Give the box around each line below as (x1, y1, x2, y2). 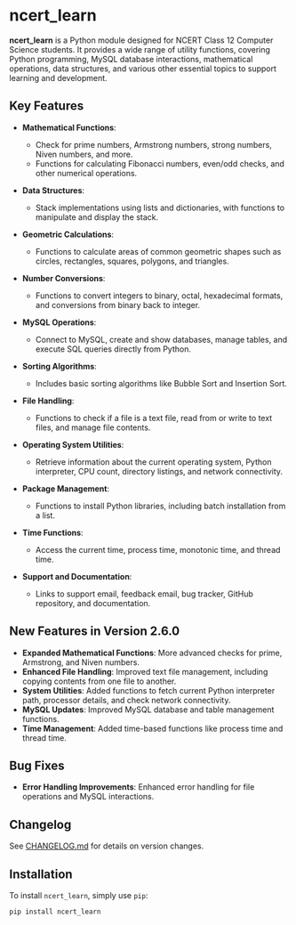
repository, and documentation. (35, 597, 151, 608)
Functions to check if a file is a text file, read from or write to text (35, 412, 273, 423)
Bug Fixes (9, 758, 65, 773)
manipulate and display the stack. (35, 211, 159, 223)
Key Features (9, 99, 84, 114)
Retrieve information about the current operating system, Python (35, 456, 272, 467)
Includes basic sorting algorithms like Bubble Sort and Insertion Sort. (35, 377, 287, 388)
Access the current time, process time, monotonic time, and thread (35, 544, 281, 555)
